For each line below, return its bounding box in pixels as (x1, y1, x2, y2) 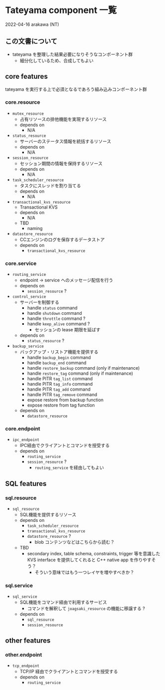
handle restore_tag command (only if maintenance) (27, 370, 133, 377)
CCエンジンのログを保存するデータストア (19, 236, 105, 242)
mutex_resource (12, 111, 44, 116)
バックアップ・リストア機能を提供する (19, 349, 98, 355)
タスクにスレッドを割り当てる (19, 183, 81, 189)
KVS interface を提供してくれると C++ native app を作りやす (27, 557, 152, 563)
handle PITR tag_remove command (27, 392, 97, 398)
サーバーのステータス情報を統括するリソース (19, 138, 111, 144)
